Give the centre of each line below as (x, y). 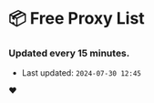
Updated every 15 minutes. (69, 54)
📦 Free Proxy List (77, 19)
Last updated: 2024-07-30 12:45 (82, 73)
